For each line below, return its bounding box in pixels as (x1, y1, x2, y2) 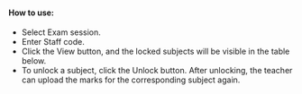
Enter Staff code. (21, 37, 85, 47)
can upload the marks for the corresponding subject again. (21, 74, 241, 85)
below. (21, 56, 47, 66)
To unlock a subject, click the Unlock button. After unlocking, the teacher (21, 65, 293, 76)
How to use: (8, 7, 55, 18)
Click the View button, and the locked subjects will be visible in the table (21, 46, 290, 57)
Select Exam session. (21, 27, 101, 38)
